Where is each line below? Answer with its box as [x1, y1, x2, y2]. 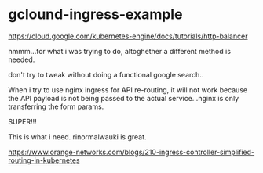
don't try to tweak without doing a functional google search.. [8, 70, 204, 79]
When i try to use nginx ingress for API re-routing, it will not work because [8, 85, 248, 95]
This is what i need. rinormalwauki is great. [8, 132, 147, 142]
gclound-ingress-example [8, 5, 183, 23]
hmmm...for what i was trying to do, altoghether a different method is [8, 46, 232, 56]
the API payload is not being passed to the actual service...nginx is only [8, 93, 239, 103]
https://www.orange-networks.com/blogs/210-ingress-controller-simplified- [8, 147, 255, 157]
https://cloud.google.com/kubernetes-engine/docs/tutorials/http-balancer [8, 31, 248, 41]
